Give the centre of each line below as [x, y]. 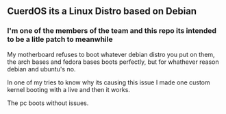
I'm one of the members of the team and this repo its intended [112, 31]
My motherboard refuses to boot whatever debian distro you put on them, [111, 54]
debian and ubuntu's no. [41, 69]
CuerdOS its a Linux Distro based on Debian [102, 11]
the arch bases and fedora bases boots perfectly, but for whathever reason [113, 62]
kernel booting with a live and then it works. [68, 89]
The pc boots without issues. [48, 103]
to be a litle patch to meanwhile [60, 39]
